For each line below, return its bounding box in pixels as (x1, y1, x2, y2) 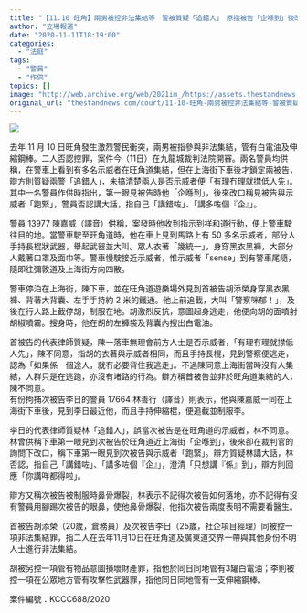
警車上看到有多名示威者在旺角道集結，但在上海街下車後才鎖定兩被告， (33, 164, 298, 175)
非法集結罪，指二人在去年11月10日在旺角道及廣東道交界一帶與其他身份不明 (16, 532, 297, 544)
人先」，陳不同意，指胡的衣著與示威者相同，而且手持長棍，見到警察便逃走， (9, 348, 294, 359)
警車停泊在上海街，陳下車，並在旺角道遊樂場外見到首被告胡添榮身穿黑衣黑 (9, 283, 290, 294)
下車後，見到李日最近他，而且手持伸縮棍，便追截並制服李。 (25, 406, 249, 417)
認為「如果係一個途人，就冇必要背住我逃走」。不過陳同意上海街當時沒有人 (9, 360, 286, 371)
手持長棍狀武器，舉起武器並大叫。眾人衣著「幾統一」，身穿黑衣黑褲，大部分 (9, 241, 294, 252)
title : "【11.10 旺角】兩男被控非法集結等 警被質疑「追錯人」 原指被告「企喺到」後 (9, 13, 295, 23)
